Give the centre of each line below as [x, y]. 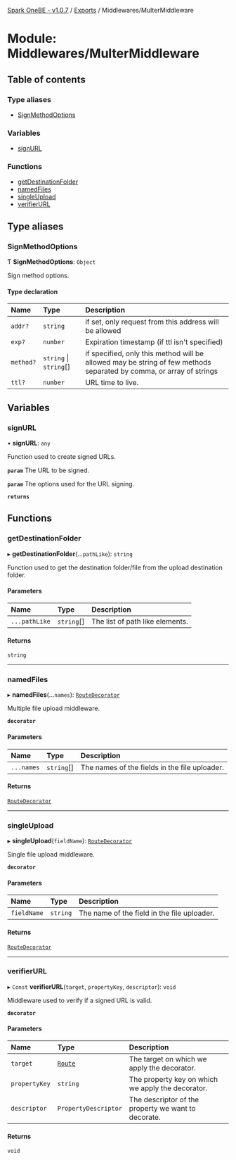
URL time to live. [112, 383]
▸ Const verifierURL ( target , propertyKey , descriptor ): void [92, 986]
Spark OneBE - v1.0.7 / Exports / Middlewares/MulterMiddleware [101, 10]
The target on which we [168, 1059]
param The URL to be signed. [48, 470]
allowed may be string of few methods [149, 362]
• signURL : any [29, 443]
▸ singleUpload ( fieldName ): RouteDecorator [70, 841]
